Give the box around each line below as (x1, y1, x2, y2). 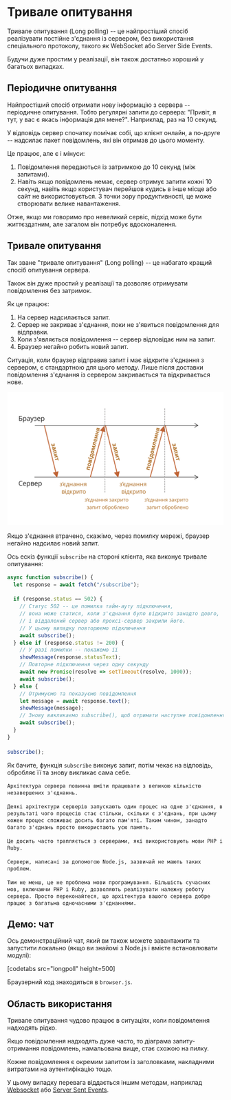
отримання (7, 1044, 40, 1052)
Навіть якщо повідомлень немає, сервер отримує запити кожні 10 (16, 177, 212, 186)
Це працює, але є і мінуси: (7, 149, 85, 157)
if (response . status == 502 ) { (13, 596, 103, 603)
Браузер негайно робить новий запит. (16, 342, 129, 350)
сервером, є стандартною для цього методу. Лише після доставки (7, 363, 204, 371)
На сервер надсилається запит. (16, 313, 111, 321)
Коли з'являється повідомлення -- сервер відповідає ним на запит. (16, 335, 216, 343)
